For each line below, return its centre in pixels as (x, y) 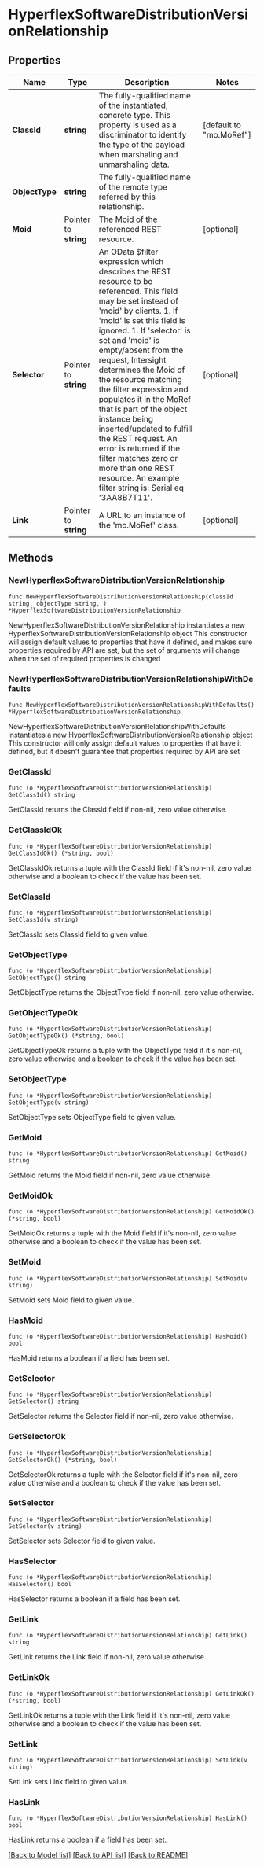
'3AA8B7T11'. (126, 497)
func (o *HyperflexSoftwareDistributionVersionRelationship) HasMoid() (128, 1336)
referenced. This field (138, 291)
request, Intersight (132, 360)
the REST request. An (138, 438)
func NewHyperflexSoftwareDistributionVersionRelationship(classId (121, 597)
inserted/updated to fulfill (145, 429)
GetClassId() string (42, 795)
